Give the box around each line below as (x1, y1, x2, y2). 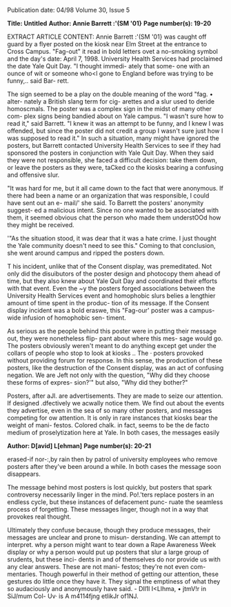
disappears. (7, 470, 41, 478)
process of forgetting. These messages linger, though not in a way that (7, 505, 209, 513)
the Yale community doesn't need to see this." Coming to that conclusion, (7, 242, 216, 249)
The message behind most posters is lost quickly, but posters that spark (7, 483, 212, 491)
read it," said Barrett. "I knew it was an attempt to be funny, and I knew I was (7, 119, 224, 127)
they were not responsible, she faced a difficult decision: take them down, (7, 156, 217, 164)
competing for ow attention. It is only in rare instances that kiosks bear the (7, 414, 219, 422)
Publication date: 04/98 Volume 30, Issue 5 (7, 6, 130, 14)
